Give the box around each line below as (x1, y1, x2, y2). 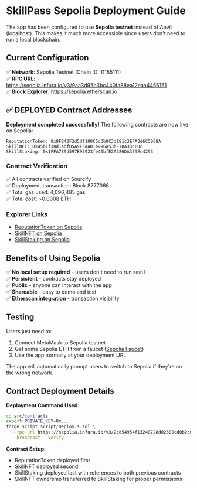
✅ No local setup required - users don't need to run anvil (6, 268, 147, 275)
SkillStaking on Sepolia (14, 236, 70, 243)
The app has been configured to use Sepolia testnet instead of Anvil (6, 23, 172, 30)
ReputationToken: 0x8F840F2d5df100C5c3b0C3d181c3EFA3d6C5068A (6, 138, 161, 144)
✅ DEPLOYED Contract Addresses (6, 105, 133, 115)
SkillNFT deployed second (14, 463, 79, 470)
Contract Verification (6, 162, 67, 170)
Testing (6, 312, 35, 322)
